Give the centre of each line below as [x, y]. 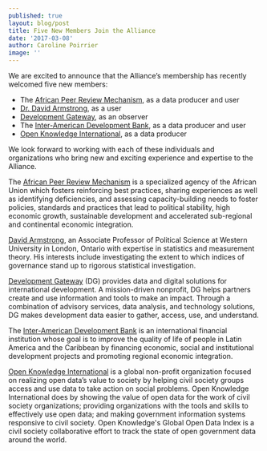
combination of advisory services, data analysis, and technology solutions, [131, 306]
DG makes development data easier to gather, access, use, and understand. [133, 315]
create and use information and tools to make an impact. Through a [119, 298]
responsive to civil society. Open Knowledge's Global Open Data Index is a [131, 423]
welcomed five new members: [58, 84]
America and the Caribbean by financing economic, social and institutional [131, 348]
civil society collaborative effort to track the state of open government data [132, 431]
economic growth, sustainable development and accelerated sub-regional [130, 216]
